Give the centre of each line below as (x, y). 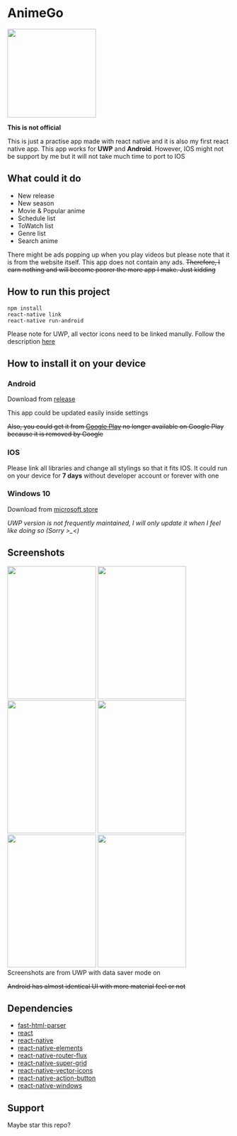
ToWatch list (35, 225)
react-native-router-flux (52, 1056)
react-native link (34, 314)
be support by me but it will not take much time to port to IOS (96, 156)
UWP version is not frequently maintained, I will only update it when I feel (114, 523)
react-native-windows (50, 1086)
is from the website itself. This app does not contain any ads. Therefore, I (114, 262)
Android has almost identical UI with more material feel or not (97, 986)
